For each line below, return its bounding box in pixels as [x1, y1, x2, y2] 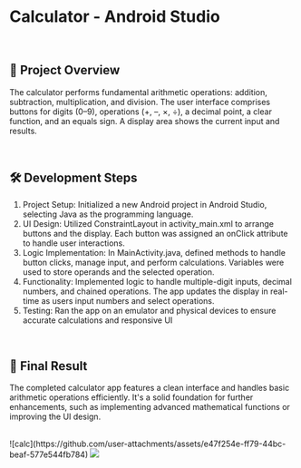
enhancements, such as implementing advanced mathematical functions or [9, 402, 290, 413]
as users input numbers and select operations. [41, 295, 215, 306]
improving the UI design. [9, 411, 102, 423]
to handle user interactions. [22, 238, 125, 249]
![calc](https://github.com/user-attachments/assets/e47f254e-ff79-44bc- [9, 438, 286, 450]
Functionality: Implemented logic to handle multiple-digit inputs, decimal [22, 276, 293, 287]
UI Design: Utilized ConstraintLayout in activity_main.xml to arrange [22, 218, 275, 229]
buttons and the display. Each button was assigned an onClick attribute [22, 228, 288, 239]
